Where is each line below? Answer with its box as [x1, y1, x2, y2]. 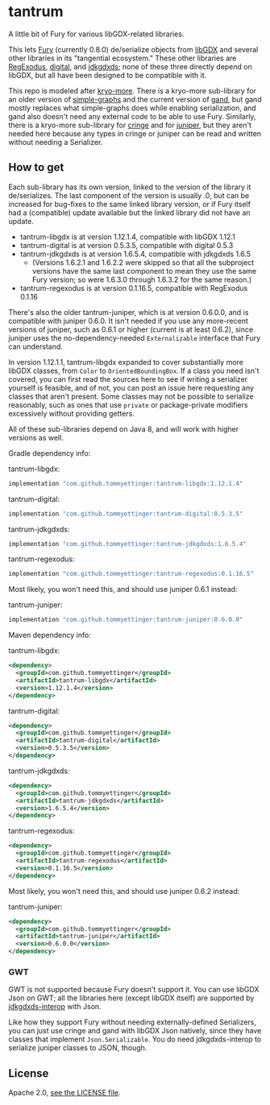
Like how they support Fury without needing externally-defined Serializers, [8, 1017, 256, 1027]
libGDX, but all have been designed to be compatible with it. [8, 70, 207, 80]
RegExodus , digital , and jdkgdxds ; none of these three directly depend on [8, 61, 252, 71]
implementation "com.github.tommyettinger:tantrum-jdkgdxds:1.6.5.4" [8, 540, 247, 548]
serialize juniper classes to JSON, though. [8, 1043, 147, 1053]
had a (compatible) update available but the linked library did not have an [8, 208, 251, 217]
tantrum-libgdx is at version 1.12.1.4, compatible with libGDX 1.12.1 [19, 232, 235, 242]
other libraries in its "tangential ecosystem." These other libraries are [8, 53, 237, 63]
